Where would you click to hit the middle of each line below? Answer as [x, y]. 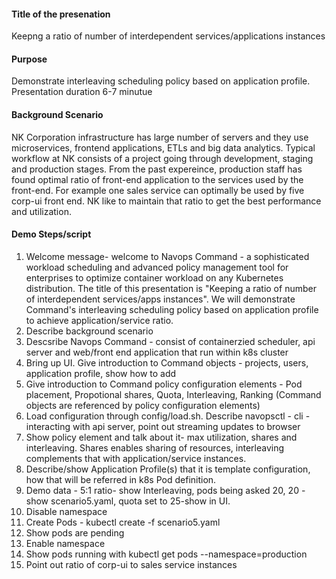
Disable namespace [66, 511]
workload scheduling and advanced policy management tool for [157, 267]
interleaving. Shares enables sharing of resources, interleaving [155, 447]
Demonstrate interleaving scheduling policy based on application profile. [161, 81]
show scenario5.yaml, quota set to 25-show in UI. [128, 501]
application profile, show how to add [101, 373]
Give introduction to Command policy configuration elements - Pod [164, 384]
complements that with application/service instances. [136, 458]
